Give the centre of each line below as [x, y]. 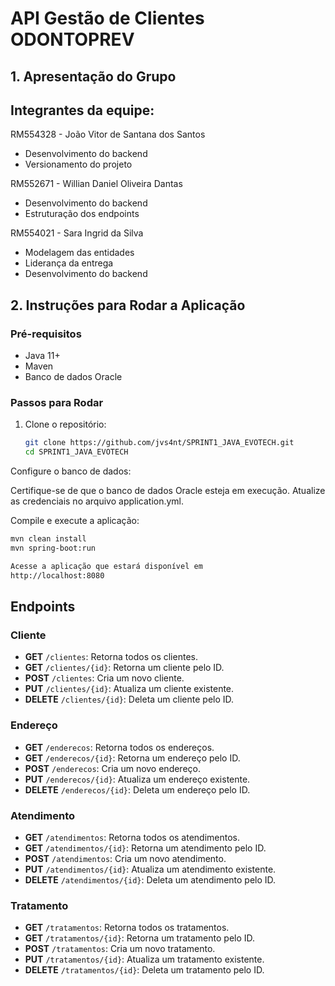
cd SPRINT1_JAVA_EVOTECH [76, 452]
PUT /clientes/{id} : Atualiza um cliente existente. [129, 689]
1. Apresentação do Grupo [93, 76]
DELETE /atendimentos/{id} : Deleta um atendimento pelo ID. [150, 879]
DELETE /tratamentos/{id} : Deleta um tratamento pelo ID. [144, 970]
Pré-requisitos [46, 334]
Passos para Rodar [57, 402]
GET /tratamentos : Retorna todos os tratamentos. [127, 928]
